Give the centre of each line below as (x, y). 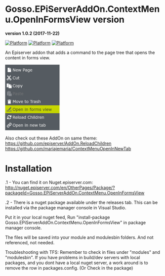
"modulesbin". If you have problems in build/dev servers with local (73, 257)
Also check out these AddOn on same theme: (51, 138)
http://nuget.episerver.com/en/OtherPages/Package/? (60, 187)
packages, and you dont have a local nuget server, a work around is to (77, 263)
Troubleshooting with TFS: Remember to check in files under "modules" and (83, 252)
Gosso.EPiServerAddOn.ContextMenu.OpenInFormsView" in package (76, 222)
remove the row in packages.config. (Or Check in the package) (69, 268)
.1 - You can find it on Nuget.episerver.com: (49, 182)
